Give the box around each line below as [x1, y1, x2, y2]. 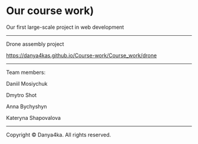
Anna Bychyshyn [6, 103, 47, 110]
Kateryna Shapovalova [6, 114, 61, 121]
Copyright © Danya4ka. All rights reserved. [6, 131, 111, 138]
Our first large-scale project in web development [6, 24, 124, 31]
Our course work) [6, 4, 94, 18]
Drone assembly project [6, 40, 64, 48]
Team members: [6, 69, 46, 76]
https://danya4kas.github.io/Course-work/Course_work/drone [6, 52, 157, 59]
